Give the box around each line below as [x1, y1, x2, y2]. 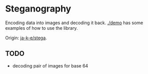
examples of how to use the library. [5, 25, 78, 31]
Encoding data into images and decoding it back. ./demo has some [5, 20, 143, 26]
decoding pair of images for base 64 [12, 62, 89, 68]
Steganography [5, 3, 71, 15]
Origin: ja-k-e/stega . [5, 35, 47, 41]
